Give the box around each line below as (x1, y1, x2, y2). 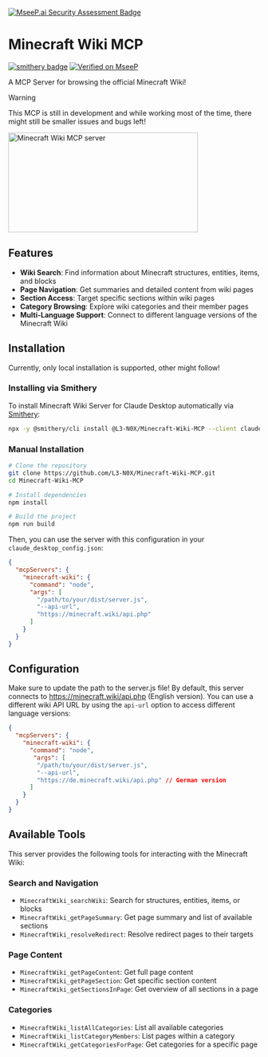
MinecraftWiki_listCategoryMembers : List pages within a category (19, 1031, 235, 1040)
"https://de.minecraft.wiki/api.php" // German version (37, 776, 227, 784)
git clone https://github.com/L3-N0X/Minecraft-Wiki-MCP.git (8, 469, 216, 477)
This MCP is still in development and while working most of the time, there (8, 108, 252, 117)
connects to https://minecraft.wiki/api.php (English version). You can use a (8, 692, 254, 701)
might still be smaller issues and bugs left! (8, 116, 146, 126)
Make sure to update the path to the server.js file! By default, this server (8, 683, 245, 693)
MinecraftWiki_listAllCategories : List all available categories (19, 1022, 224, 1032)
